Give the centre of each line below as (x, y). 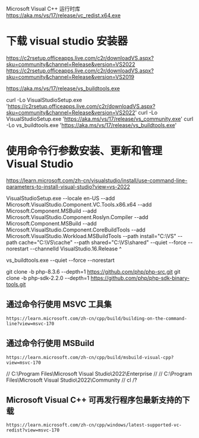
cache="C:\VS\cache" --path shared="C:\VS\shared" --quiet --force (103, 242)
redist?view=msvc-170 (33, 430)
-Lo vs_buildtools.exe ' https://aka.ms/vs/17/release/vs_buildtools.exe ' (91, 125)
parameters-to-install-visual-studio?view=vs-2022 (68, 186)
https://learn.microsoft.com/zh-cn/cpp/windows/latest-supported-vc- (94, 425)
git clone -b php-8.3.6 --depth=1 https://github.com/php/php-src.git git (93, 271)
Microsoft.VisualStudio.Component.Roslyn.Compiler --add (77, 217)
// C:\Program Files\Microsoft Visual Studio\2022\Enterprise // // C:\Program (99, 373)
